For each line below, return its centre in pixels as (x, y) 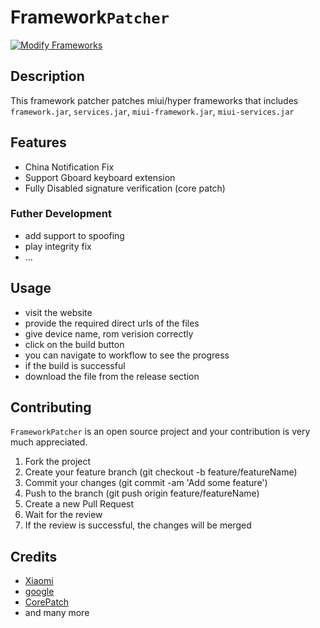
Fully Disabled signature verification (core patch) (125, 188)
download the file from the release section (112, 376)
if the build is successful (75, 365)
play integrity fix (58, 246)
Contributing (51, 407)
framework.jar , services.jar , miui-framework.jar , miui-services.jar (152, 111)
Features (38, 142)
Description (47, 76)
